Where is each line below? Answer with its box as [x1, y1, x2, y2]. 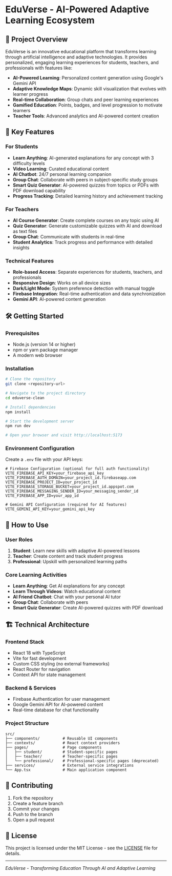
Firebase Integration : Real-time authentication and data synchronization [12, 291, 166, 297]
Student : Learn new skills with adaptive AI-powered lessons [12, 547, 140, 554]
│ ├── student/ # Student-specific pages [5, 749, 118, 755]
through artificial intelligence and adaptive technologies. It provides [5, 54, 147, 60]
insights [12, 245, 30, 251]
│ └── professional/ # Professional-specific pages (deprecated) [5, 758, 159, 763]
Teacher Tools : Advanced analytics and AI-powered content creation [12, 113, 159, 119]
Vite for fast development [12, 655, 67, 662]
